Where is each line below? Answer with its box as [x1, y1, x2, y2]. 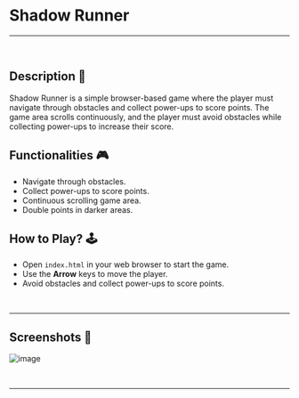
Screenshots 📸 [9, 329, 93, 345]
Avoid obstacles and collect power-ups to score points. [21, 278, 225, 289]
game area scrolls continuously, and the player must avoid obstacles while [9, 111, 282, 122]
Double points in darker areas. [21, 204, 133, 215]
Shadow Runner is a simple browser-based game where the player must [9, 93, 274, 103]
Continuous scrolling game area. [21, 195, 141, 206]
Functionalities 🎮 [9, 148, 109, 163]
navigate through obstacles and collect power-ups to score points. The [9, 102, 270, 112]
